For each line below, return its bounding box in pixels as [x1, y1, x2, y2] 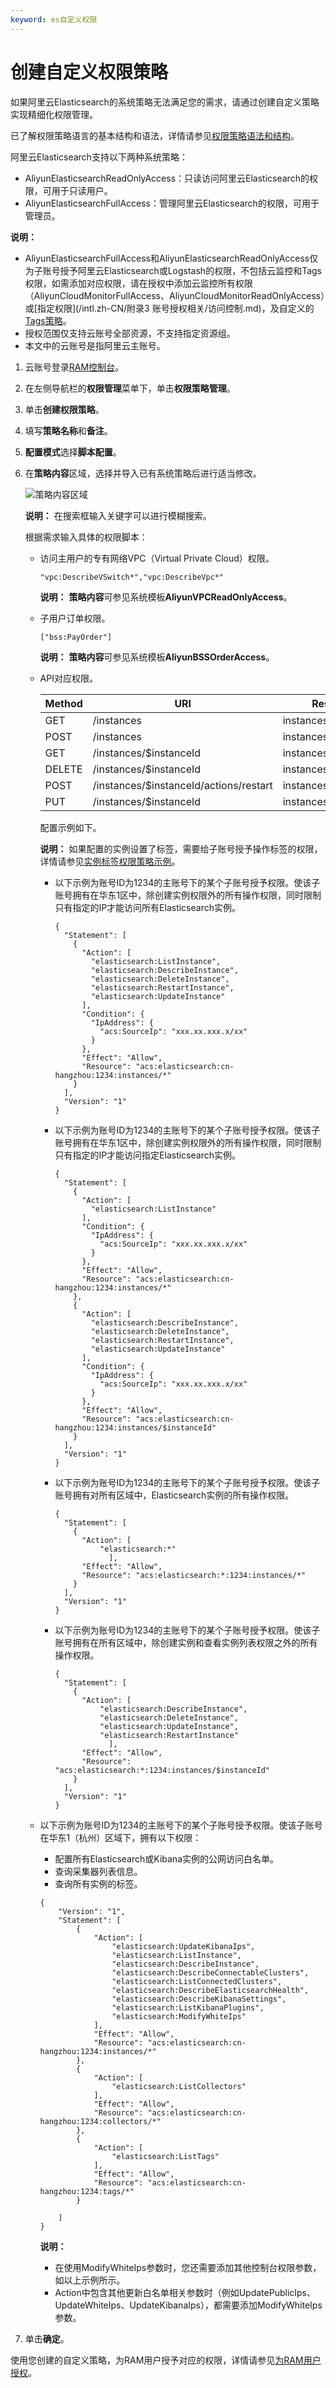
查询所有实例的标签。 [54, 1877, 143, 1890]
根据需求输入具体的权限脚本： [24, 531, 148, 543]
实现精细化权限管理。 [10, 108, 98, 120]
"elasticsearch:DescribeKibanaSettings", [111, 1994, 287, 2004]
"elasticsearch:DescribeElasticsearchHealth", [111, 1985, 310, 1995]
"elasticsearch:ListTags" [111, 2151, 220, 2161]
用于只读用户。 [51, 184, 113, 196]
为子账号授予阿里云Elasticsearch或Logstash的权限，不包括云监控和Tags [24, 264, 322, 276]
